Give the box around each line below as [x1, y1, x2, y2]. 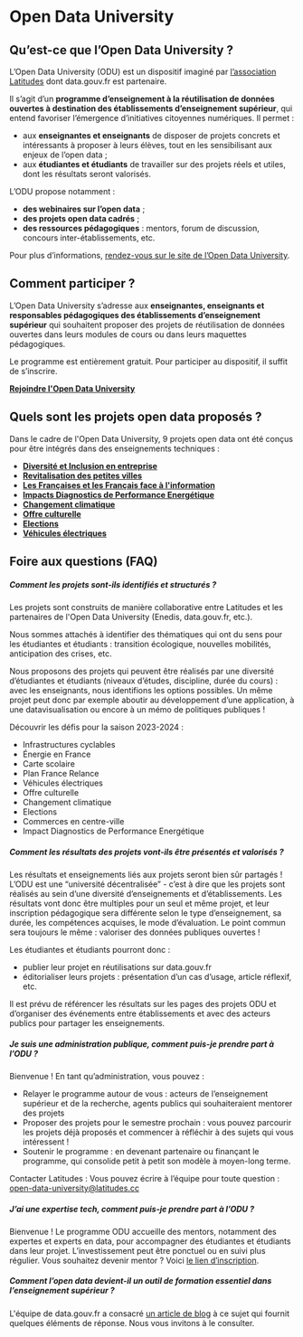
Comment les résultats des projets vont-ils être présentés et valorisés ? [9, 846, 284, 857]
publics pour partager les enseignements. [9, 1017, 166, 1028]
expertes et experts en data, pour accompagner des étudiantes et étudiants [9, 1236, 291, 1247]
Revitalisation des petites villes [22, 470, 143, 481]
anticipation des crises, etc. [9, 648, 113, 659]
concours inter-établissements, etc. [22, 232, 156, 243]
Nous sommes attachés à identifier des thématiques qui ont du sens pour [9, 628, 283, 639]
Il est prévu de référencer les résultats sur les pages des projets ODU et [9, 998, 277, 1009]
